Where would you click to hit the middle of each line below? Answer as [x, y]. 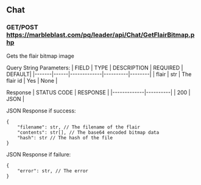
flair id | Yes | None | [32, 80]
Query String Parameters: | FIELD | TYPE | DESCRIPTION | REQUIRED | [95, 68]
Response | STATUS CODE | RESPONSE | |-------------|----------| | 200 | [98, 92]
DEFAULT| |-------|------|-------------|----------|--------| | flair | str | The [99, 74]
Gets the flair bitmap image [40, 56]
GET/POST [22, 27]
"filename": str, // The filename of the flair [79, 127]
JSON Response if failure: [39, 154]
